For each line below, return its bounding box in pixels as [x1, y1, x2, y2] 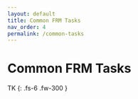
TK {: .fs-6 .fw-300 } [7, 84, 68, 93]
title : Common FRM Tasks [7, 17, 81, 24]
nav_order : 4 [7, 23, 46, 30]
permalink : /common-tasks [7, 30, 84, 37]
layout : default [7, 10, 55, 18]
